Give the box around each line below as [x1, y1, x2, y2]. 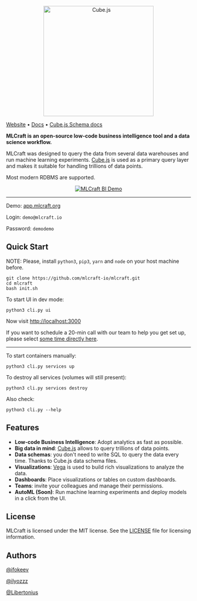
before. [6, 263, 24, 271]
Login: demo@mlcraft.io [6, 213, 62, 221]
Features [6, 423, 39, 433]
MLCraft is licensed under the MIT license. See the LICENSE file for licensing [6, 527, 192, 535]
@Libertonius [6, 589, 39, 596]
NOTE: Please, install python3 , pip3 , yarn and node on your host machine [6, 258, 179, 265]
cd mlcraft [6, 280, 33, 286]
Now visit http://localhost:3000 [6, 318, 81, 325]
